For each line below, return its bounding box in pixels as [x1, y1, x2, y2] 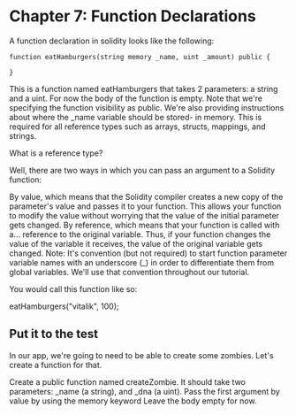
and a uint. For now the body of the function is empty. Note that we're [9, 93, 263, 104]
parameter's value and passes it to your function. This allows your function [9, 201, 282, 211]
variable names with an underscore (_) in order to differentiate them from [9, 257, 275, 267]
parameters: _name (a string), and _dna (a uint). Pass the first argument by [9, 386, 280, 396]
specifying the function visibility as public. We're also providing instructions [9, 102, 285, 112]
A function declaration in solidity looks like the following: [9, 35, 215, 46]
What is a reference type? [9, 148, 103, 158]
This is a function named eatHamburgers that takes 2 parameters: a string [9, 83, 278, 94]
